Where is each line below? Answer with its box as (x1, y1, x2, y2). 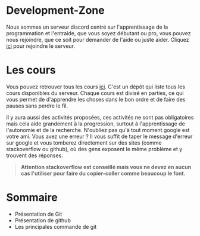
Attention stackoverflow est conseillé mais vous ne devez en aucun (20, 163, 192, 170)
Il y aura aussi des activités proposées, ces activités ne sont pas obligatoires (6, 114, 194, 121)
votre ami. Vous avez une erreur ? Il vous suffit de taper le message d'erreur (6, 133, 193, 140)
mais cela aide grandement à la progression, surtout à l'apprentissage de (6, 120, 186, 127)
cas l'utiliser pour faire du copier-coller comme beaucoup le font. (20, 170, 186, 177)
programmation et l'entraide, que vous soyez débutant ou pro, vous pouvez (6, 29, 191, 36)
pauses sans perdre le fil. (6, 102, 68, 109)
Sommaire (6, 191, 58, 204)
